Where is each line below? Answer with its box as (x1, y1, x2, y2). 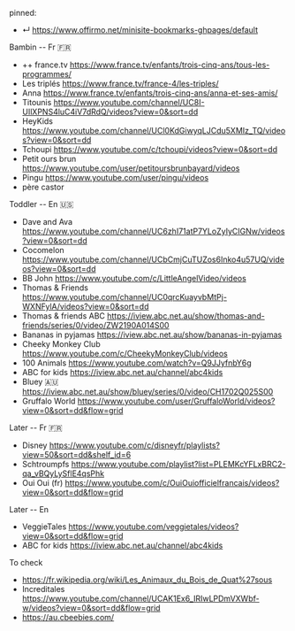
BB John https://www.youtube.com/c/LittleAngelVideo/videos (21, 273, 247, 283)
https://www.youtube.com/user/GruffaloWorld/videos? (77, 396, 276, 406)
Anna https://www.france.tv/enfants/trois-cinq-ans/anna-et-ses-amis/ (21, 88, 278, 98)
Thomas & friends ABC (21, 311, 106, 321)
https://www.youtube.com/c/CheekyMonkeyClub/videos (21, 349, 228, 358)
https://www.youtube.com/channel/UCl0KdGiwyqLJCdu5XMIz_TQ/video (21, 126, 286, 135)
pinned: (9, 8, 37, 18)
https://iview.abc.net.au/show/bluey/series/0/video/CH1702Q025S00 (21, 387, 274, 396)
